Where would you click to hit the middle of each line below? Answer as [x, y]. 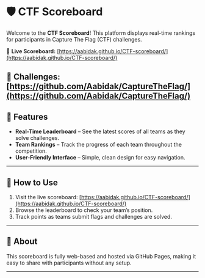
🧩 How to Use [32, 182]
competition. [31, 151]
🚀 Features [27, 117]
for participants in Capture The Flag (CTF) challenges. [74, 39]
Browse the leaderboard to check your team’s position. [84, 210]
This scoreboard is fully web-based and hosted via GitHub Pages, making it [101, 256]
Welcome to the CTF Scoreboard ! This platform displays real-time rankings [101, 33]
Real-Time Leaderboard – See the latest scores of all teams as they [100, 131]
